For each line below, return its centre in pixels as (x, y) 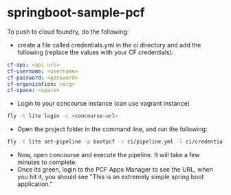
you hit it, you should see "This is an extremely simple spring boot (110, 177)
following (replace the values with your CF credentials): (95, 52)
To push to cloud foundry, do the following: (68, 32)
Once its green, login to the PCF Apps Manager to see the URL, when (115, 170)
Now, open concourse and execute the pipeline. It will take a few (108, 155)
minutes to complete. (47, 162)
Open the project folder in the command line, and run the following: (112, 129)
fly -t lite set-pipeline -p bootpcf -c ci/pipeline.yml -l (95, 142)
